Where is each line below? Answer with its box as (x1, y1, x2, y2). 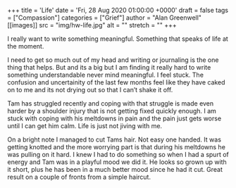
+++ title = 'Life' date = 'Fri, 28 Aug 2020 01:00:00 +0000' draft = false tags (7, 6, 229, 14)
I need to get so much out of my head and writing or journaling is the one (7, 56, 219, 64)
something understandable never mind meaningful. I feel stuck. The (7, 70, 204, 79)
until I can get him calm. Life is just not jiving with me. (7, 122, 163, 130)
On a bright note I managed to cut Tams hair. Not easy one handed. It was (7, 135, 222, 144)
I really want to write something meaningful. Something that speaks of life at (7, 35, 229, 43)
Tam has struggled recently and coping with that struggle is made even (7, 99, 214, 108)
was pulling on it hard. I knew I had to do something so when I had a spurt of (7, 151, 229, 158)
